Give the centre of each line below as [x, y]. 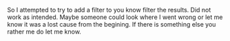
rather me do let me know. [44, 31]
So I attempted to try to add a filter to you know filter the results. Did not [109, 10]
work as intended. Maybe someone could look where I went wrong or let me [115, 17]
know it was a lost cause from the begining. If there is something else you [112, 24]
